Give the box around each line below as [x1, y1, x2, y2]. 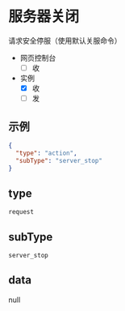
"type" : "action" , [15, 149, 78, 157]
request [8, 208, 35, 216]
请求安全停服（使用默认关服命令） [8, 36, 122, 45]
